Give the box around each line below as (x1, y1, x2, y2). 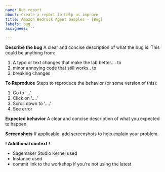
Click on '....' (12, 95, 38, 101)
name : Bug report (5, 7, 42, 13)
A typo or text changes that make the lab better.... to (12, 60, 121, 66)
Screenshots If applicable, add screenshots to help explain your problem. (5, 131, 159, 137)
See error (12, 106, 33, 112)
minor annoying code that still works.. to (12, 65, 97, 71)
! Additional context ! (5, 141, 51, 147)
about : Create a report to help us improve (5, 12, 99, 17)
